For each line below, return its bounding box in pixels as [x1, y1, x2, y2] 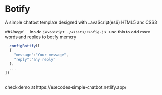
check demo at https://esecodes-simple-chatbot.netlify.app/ [5, 84, 126, 90]
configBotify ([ [9, 43, 40, 48]
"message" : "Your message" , [14, 52, 69, 57]
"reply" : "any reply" [14, 57, 55, 62]
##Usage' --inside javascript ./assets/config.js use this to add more [5, 29, 151, 34]
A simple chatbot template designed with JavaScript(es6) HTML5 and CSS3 [5, 19, 157, 25]
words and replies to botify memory [5, 34, 77, 40]
